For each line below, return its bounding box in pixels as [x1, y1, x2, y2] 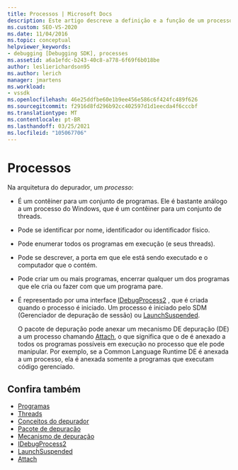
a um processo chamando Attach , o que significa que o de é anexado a [17, 332, 226, 341]
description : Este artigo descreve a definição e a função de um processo [7, 17, 233, 24]
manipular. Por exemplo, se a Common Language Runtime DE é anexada [17, 347, 229, 356]
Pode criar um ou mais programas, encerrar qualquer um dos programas [17, 275, 230, 283]
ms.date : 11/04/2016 [7, 30, 69, 38]
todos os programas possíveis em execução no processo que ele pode [17, 340, 225, 349]
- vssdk [7, 89, 30, 97]
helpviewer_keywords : [7, 43, 72, 50]
